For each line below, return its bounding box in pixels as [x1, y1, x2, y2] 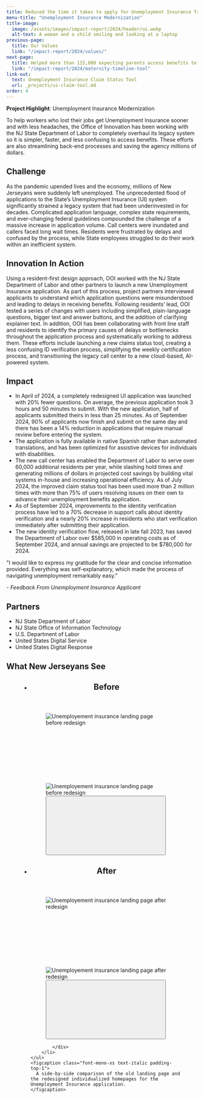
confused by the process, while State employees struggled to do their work [6, 234, 195, 241]
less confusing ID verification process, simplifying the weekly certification [6, 345, 191, 353]
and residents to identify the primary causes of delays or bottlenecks [6, 326, 179, 333]
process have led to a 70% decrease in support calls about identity [15, 508, 183, 516]
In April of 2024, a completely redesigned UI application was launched [15, 392, 191, 400]
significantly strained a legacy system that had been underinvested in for [6, 202, 189, 209]
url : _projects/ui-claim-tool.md [12, 83, 97, 89]
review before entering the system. [15, 431, 103, 439]
